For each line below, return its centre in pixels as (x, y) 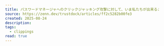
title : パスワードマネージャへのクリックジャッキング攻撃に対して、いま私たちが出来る (81, 9)
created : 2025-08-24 (26, 18)
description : (18, 23)
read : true (16, 36)
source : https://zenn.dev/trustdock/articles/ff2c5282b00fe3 (69, 14)
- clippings (22, 32)
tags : (10, 27)
